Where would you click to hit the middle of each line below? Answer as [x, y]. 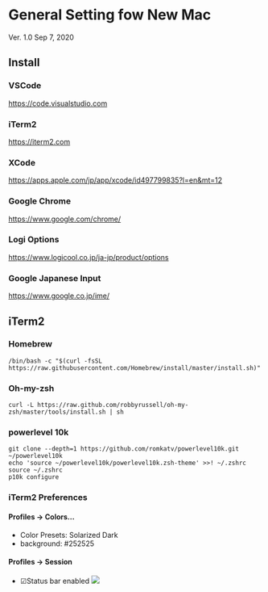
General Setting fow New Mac [110, 15]
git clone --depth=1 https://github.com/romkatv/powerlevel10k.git [124, 449]
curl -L [21, 405]
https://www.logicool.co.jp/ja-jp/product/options [89, 257]
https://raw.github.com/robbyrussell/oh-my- [113, 405]
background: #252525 [57, 544]
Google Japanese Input [55, 278]
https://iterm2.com [39, 141]
